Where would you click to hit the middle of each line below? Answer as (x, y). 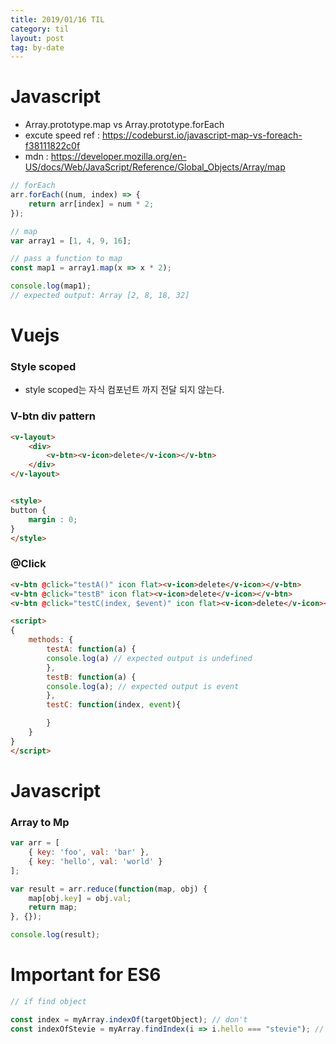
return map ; (53, 907)
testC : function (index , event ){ (114, 705)
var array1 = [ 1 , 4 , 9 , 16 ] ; (71, 241)
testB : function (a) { (91, 677)
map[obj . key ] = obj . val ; (80, 898)
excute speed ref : (62, 135)
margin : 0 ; (53, 519)
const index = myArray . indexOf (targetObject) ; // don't (129, 1019)
